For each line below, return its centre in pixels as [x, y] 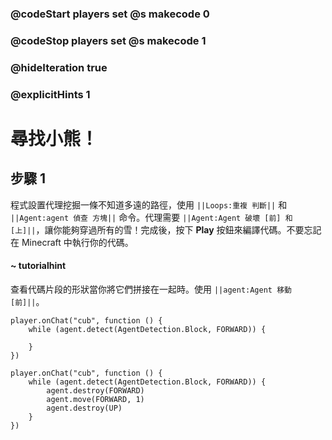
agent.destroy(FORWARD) [95, 390]
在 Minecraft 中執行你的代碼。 [72, 242]
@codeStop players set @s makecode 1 [108, 40]
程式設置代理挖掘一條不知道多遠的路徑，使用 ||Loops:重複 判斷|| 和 [149, 204]
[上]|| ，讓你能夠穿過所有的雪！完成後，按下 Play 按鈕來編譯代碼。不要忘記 [166, 229]
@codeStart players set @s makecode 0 [110, 14]
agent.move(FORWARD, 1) [95, 399]
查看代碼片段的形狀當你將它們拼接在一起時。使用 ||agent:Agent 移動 [151, 289]
